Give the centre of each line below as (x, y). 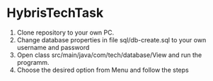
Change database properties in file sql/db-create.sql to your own (111, 39)
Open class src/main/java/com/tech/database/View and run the (109, 55)
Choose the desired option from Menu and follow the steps (103, 70)
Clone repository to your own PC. (65, 32)
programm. (33, 62)
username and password (53, 47)
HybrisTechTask (55, 13)
